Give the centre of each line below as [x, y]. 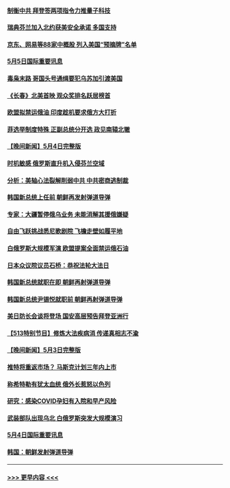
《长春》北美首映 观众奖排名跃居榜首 [59, 95]
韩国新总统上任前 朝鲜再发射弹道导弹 [59, 197]
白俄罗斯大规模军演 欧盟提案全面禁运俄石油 [68, 248]
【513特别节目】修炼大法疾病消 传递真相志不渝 [73, 333]
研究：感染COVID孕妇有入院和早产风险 [62, 401]
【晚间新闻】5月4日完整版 [44, 146]
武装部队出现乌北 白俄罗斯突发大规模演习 [65, 418]
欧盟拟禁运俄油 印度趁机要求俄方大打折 [62, 113]
